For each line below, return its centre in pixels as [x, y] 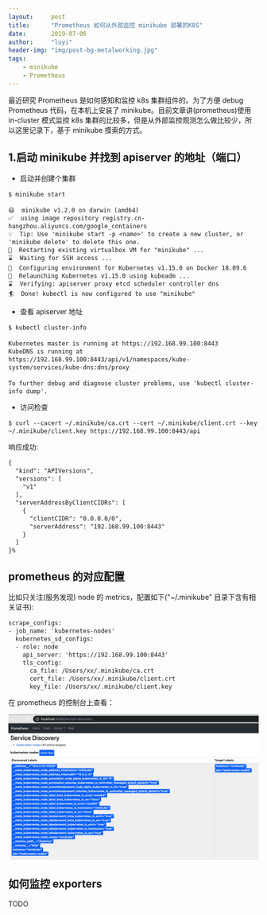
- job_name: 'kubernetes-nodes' [62, 631]
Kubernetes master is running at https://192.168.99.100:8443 [113, 343]
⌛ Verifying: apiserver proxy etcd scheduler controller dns [114, 284]
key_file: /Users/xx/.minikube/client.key [101, 687]
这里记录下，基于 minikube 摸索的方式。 [81, 130]
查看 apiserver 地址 [51, 311]
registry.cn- [124, 218]
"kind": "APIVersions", [54, 471]
